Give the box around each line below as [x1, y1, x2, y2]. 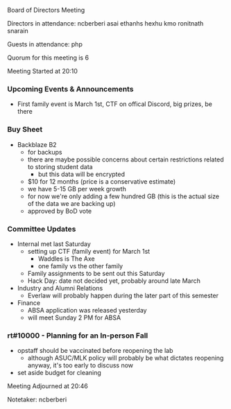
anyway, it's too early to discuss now [27, 361, 134, 369]
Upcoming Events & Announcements [7, 84, 134, 94]
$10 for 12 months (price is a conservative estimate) [27, 177, 176, 186]
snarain [7, 27, 29, 35]
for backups [27, 148, 62, 156]
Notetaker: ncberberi [7, 395, 67, 404]
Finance [17, 298, 41, 307]
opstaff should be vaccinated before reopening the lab [17, 347, 173, 355]
